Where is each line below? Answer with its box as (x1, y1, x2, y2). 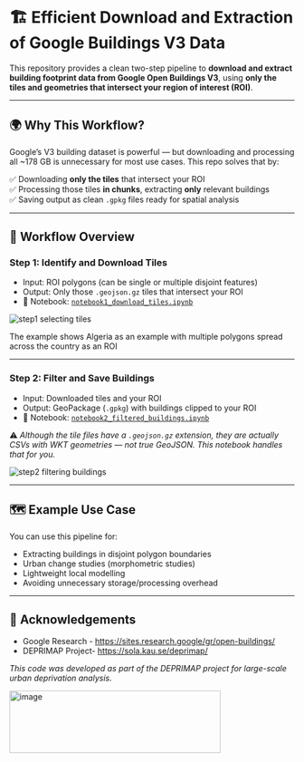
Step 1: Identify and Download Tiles (9, 256, 167, 269)
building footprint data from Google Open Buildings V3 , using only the (9, 72, 278, 82)
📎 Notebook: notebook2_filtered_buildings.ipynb (22, 411, 210, 422)
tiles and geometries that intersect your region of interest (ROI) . (9, 82, 253, 92)
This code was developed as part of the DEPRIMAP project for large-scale (9, 663, 288, 674)
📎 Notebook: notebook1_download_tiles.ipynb (22, 296, 194, 307)
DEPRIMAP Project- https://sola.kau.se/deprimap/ (22, 645, 208, 657)
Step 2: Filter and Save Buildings (9, 372, 156, 385)
